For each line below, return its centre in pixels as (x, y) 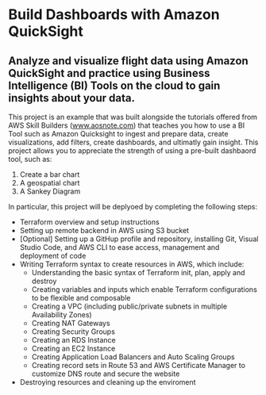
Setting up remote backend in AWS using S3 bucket (104, 230)
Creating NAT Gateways (71, 323)
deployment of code (53, 256)
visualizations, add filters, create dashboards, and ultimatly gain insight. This (133, 142)
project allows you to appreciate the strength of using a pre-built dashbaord (132, 151)
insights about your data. (72, 98)
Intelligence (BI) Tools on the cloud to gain (114, 85)
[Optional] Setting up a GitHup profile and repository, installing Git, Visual (139, 239)
